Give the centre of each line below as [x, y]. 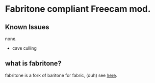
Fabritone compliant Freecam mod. [78, 9]
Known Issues [27, 27]
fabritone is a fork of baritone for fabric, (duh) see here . [61, 75]
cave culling [24, 48]
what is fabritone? [33, 64]
